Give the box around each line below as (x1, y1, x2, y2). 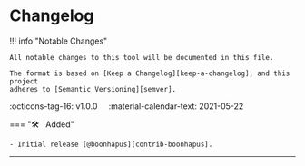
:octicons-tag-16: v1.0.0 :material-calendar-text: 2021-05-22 (9, 101, 244, 112)
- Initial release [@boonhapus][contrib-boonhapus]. (9, 140, 213, 149)
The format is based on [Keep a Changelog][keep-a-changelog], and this (9, 69, 290, 78)
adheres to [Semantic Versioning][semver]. (9, 84, 177, 93)
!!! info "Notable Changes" (9, 35, 108, 46)
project (9, 76, 39, 86)
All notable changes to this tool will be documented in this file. (9, 53, 274, 62)
